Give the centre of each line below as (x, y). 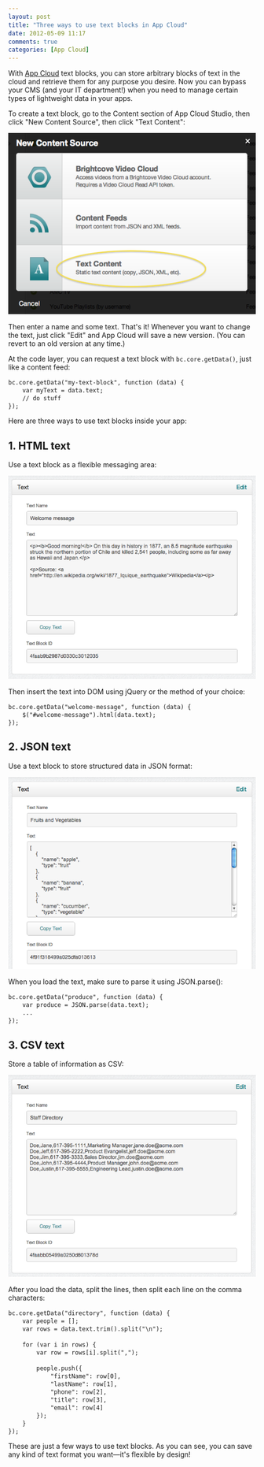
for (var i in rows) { (59, 1344)
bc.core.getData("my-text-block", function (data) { (96, 383)
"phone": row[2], (79, 1392)
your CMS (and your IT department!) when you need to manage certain (123, 90)
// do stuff (42, 399)
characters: (27, 1298)
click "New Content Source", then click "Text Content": (97, 122)
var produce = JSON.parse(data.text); (86, 1005)
